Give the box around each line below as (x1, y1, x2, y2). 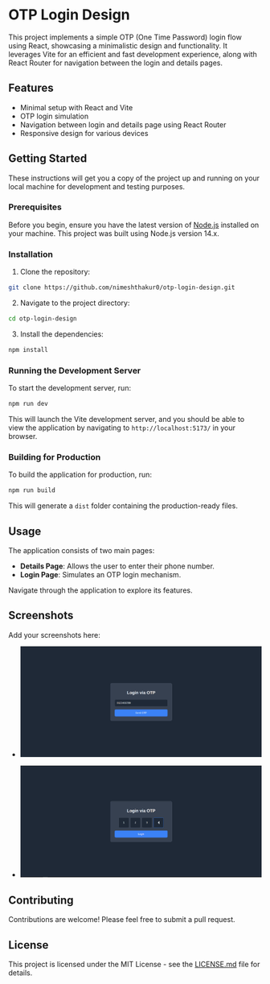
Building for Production (8, 451, 101, 462)
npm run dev (8, 400, 48, 408)
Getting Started (8, 151, 88, 166)
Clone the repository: (19, 267, 91, 277)
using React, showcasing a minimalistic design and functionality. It (8, 40, 227, 50)
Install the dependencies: (19, 329, 104, 339)
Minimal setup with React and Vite (19, 102, 133, 112)
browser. (8, 431, 38, 440)
